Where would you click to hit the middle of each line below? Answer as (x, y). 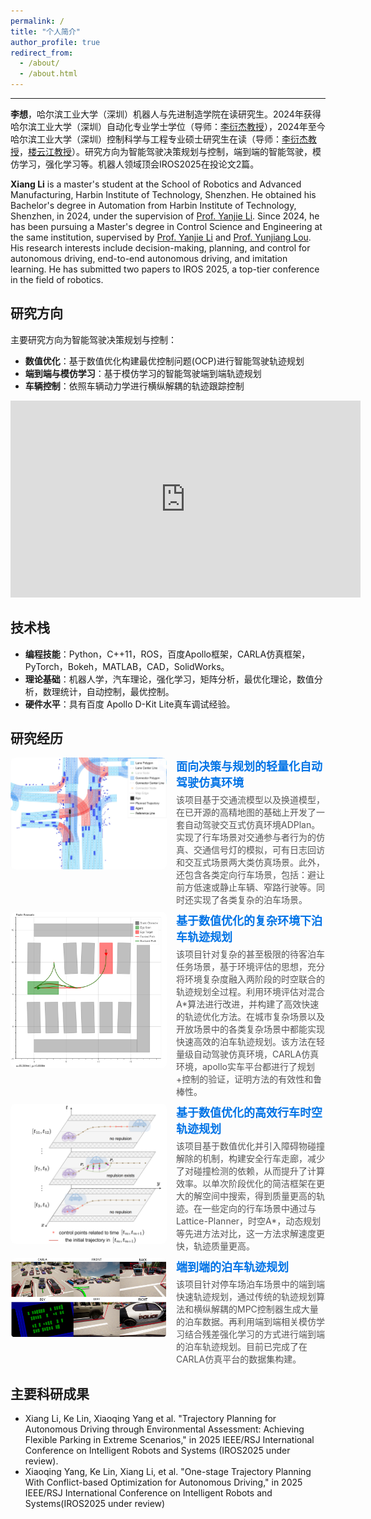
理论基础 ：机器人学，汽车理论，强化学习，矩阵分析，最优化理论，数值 (169, 679)
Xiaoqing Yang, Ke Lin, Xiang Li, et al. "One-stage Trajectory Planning (168, 1472)
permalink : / (37, 21)
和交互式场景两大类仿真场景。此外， (250, 862)
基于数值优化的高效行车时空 (249, 1113)
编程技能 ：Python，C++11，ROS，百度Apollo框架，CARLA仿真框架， (167, 654)
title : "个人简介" (46, 31)
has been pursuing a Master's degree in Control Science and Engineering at (166, 226)
